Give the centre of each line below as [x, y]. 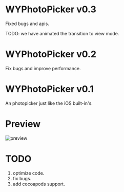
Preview [23, 124]
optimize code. [28, 173]
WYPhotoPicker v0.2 [51, 54]
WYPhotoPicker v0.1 [49, 89]
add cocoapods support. [39, 184]
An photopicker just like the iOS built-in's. [49, 103]
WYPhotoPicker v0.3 [51, 9]
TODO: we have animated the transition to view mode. [62, 33]
